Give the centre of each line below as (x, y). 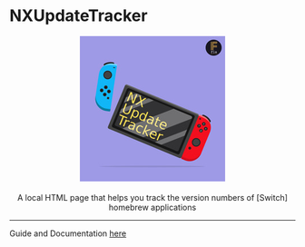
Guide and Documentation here (68, 233)
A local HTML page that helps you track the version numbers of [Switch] (152, 197)
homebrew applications (152, 207)
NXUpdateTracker (79, 16)
